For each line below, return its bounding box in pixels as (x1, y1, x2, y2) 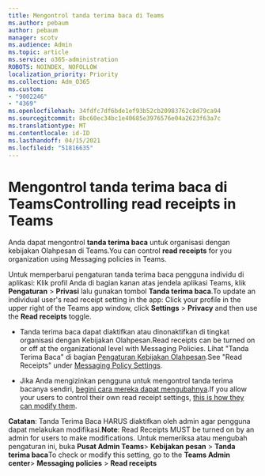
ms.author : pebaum (8, 19, 69, 27)
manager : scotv (8, 33, 59, 42)
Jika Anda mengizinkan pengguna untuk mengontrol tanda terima (19, 376, 233, 386)
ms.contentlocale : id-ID (8, 129, 90, 137)
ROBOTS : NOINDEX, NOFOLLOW (8, 63, 97, 71)
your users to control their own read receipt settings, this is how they (19, 393, 244, 402)
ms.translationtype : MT (8, 122, 87, 130)
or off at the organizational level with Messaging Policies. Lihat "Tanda (19, 344, 249, 353)
